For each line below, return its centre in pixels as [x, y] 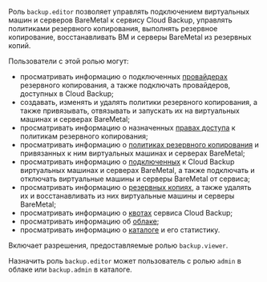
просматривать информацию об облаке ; [89, 221]
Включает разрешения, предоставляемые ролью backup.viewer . [118, 245]
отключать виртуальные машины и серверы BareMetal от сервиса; [135, 179]
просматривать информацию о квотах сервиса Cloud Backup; [126, 213]
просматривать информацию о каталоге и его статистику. [120, 230]
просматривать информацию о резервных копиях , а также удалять [136, 187]
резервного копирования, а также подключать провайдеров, [125, 85]
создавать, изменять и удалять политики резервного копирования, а [139, 102]
